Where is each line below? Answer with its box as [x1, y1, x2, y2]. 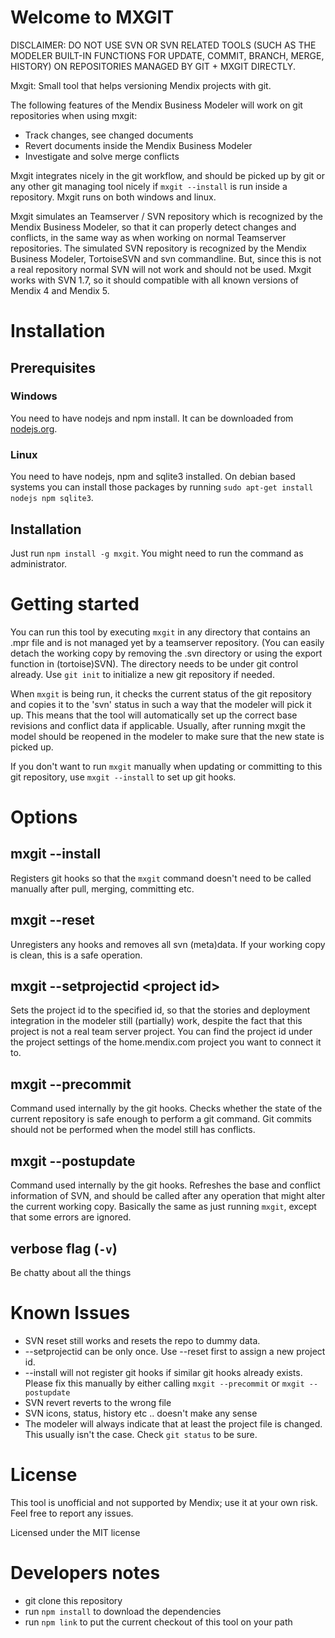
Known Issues [10, 1302, 131, 1325]
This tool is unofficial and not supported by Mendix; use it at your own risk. [10, 1496, 318, 1508]
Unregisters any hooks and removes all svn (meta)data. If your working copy [10, 938, 326, 950]
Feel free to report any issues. [10, 1507, 134, 1519]
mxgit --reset [10, 912, 95, 929]
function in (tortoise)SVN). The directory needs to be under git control [10, 657, 299, 670]
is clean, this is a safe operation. [10, 949, 143, 961]
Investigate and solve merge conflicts [24, 150, 180, 162]
